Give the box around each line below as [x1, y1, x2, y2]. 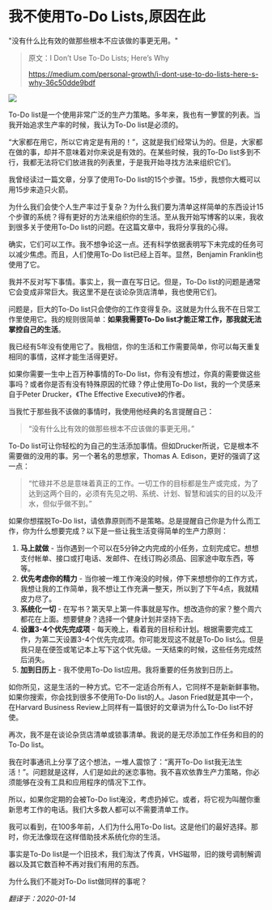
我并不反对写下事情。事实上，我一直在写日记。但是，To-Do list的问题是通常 [8, 276, 261, 286]
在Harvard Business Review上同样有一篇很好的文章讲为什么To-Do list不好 [8, 702, 253, 711]
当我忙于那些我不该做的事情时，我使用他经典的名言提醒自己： [8, 406, 215, 416]
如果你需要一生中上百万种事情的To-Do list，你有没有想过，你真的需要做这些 [8, 369, 261, 378]
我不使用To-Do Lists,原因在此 [8, 7, 206, 26]
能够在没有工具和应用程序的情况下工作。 [15, 777, 151, 787]
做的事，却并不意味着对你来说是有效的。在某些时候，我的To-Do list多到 [15, 147, 253, 156]
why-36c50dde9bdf [28, 78, 96, 88]
